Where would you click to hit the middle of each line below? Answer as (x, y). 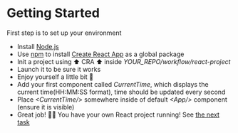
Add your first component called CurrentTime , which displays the (113, 84)
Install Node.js (38, 46)
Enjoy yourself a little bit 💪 (55, 77)
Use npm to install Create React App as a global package (100, 54)
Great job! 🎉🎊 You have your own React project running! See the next (118, 115)
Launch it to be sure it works (59, 69)
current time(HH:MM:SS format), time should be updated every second (121, 92)
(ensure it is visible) (46, 107)
